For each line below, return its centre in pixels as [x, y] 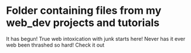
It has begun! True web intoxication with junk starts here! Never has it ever [96, 39]
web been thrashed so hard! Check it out [55, 45]
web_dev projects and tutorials [83, 23]
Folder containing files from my [84, 11]
